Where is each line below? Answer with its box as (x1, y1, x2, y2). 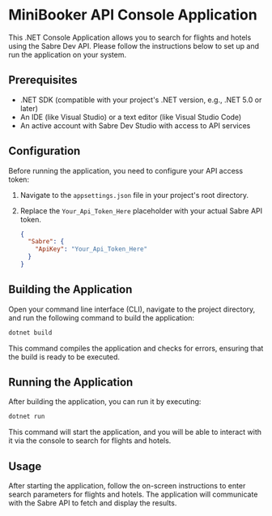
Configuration (8, 144, 81, 158)
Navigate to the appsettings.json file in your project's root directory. (19, 190, 249, 200)
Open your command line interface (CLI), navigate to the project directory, (8, 304, 256, 314)
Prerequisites (8, 73, 78, 87)
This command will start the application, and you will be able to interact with (8, 428, 261, 437)
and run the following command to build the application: (8, 312, 194, 322)
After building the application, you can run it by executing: (8, 397, 202, 406)
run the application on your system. (8, 49, 127, 59)
